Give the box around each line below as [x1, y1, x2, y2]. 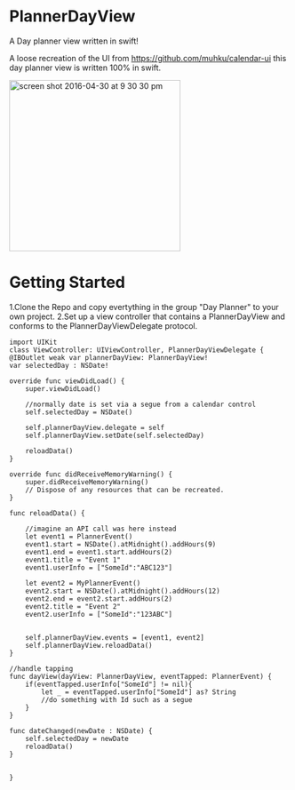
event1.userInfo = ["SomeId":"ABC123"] [25, 563, 173, 572]
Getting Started [9, 273, 126, 292]
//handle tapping [9, 664, 74, 673]
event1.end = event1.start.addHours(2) [25, 547, 173, 556]
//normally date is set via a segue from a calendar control [25, 400, 256, 409]
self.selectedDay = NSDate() [25, 407, 133, 417]
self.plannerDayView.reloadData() [25, 641, 153, 650]
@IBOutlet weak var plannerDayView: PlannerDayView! [9, 353, 209, 362]
